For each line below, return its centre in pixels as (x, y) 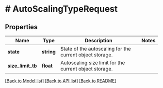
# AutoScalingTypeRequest (61, 9)
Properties (21, 27)
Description (98, 41)
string (49, 52)
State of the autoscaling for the (96, 49)
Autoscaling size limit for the (93, 63)
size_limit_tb (22, 66)
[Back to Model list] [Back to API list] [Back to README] (61, 81)
